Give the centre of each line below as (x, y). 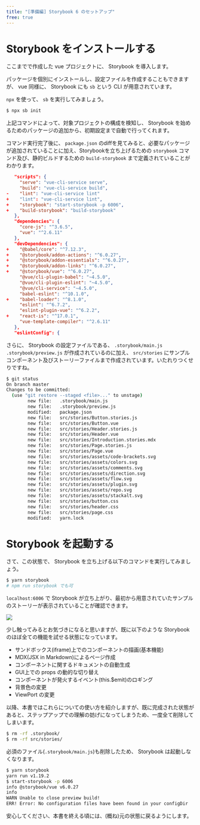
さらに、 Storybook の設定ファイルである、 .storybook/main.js (84, 345)
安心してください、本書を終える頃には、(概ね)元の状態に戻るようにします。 (99, 816)
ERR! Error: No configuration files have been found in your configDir (97, 804)
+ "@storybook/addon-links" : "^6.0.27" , (61, 266)
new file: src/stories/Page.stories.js (80, 446)
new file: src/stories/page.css (70, 512)
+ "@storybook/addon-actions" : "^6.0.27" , (64, 255)
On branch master (28, 384)
